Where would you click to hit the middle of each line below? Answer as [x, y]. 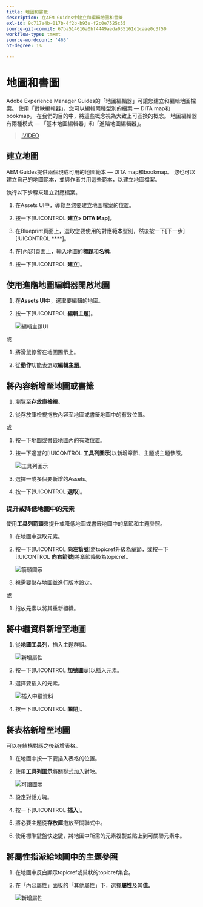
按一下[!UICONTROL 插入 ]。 [50, 810]
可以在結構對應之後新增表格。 [43, 746]
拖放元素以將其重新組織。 [47, 608]
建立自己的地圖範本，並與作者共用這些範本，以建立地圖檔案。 [83, 179]
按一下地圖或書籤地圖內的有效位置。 [60, 440]
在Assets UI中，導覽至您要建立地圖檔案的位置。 [75, 205]
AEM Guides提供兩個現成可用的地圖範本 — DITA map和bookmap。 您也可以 [101, 172]
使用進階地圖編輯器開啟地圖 [58, 285]
